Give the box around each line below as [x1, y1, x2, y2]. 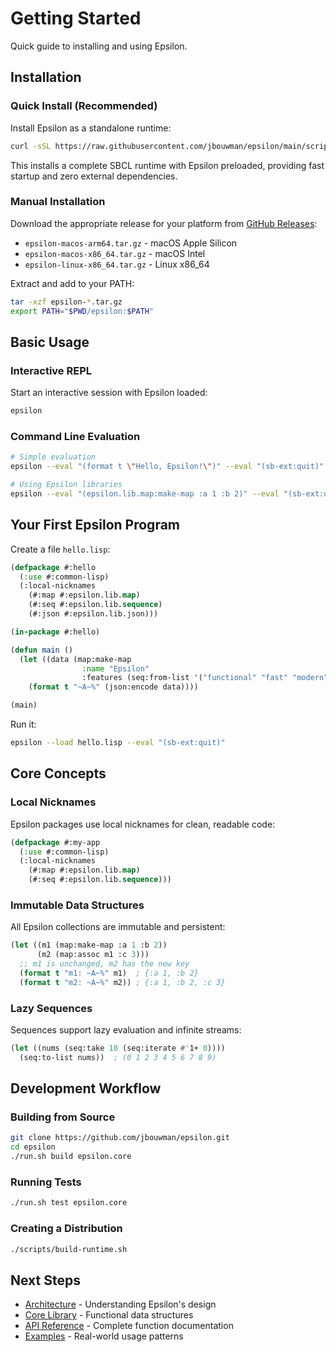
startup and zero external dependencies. [10, 170, 178, 182]
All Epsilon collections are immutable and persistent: [10, 921, 226, 933]
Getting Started [10, 7, 142, 30]
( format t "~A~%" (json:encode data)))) [28, 682, 199, 692]
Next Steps [10, 1272, 81, 1289]
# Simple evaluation [10, 452, 97, 462]
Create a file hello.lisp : [10, 543, 111, 555]
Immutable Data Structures [10, 898, 145, 912]
